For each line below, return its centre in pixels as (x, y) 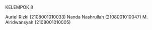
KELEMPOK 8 (19, 7)
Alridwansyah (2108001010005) (38, 22)
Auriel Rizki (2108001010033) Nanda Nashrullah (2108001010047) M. (77, 17)
